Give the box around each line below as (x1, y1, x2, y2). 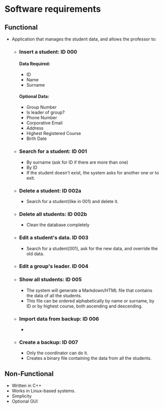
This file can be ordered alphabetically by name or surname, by (26, 298, 155, 304)
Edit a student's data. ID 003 (19, 234, 89, 241)
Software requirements (4, 3, 101, 15)
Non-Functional (4, 370, 54, 378)
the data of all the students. (26, 292, 82, 299)
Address (26, 125, 44, 131)
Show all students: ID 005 (19, 276, 82, 283)
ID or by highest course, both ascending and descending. (26, 303, 143, 309)
